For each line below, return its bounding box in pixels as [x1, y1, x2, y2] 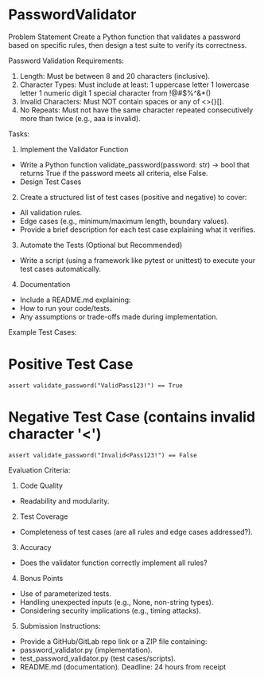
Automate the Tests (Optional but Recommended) [19, 240, 183, 249]
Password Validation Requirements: [8, 56, 125, 65]
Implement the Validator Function [19, 144, 129, 154]
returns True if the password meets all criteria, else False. [19, 168, 208, 178]
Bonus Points [19, 573, 64, 583]
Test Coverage [19, 512, 68, 521]
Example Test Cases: [8, 327, 77, 336]
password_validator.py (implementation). [19, 645, 153, 654]
